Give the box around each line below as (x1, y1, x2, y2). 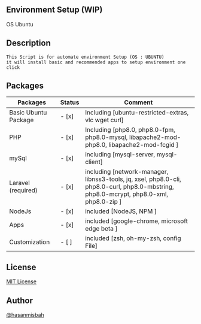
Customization (9, 238, 50, 246)
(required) (9, 186, 38, 195)
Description (6, 38, 51, 49)
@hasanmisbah (6, 311, 45, 319)
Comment (124, 98, 153, 107)
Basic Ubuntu (9, 108, 47, 117)
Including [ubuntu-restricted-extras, (84, 108, 189, 117)
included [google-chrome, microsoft (84, 217, 188, 225)
